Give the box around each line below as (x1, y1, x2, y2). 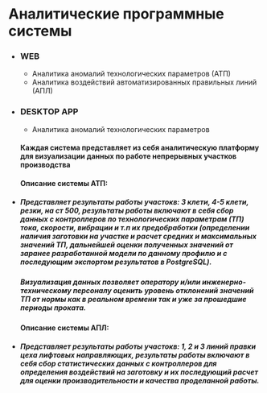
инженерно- (202, 277, 247, 287)
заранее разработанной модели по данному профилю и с (19, 248, 228, 258)
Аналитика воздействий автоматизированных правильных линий (31, 77, 257, 87)
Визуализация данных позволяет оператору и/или (19, 277, 201, 287)
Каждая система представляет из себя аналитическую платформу (19, 143, 260, 153)
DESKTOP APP (19, 106, 79, 118)
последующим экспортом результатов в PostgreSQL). (19, 257, 212, 267)
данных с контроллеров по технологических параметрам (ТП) (19, 214, 244, 224)
